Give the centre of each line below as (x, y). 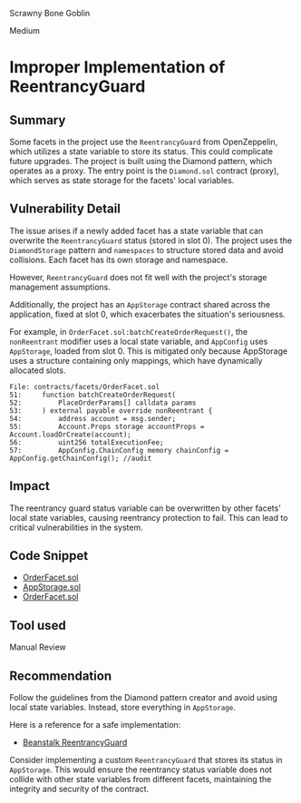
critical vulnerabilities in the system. (76, 527)
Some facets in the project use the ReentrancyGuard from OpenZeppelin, (144, 142)
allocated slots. (38, 370)
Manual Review (38, 647)
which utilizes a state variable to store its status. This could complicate (141, 152)
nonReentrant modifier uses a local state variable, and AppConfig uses (139, 341)
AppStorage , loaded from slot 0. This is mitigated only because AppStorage (149, 351)
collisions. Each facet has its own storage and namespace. (119, 260)
